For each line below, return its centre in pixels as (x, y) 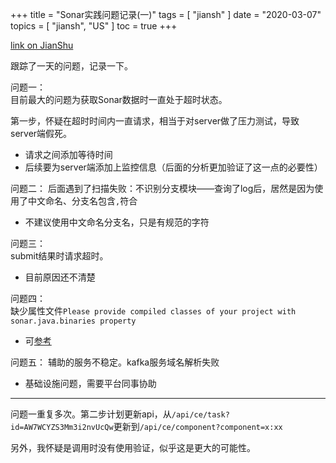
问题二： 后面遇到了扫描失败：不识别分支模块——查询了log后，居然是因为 (162, 188)
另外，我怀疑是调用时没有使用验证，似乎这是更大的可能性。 (133, 447)
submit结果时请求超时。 (59, 256)
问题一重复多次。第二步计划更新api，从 (91, 414)
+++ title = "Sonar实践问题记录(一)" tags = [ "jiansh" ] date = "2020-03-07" (166, 14)
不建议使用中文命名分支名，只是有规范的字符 (117, 222)
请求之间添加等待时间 (68, 154)
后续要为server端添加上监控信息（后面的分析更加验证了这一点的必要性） (173, 167)
